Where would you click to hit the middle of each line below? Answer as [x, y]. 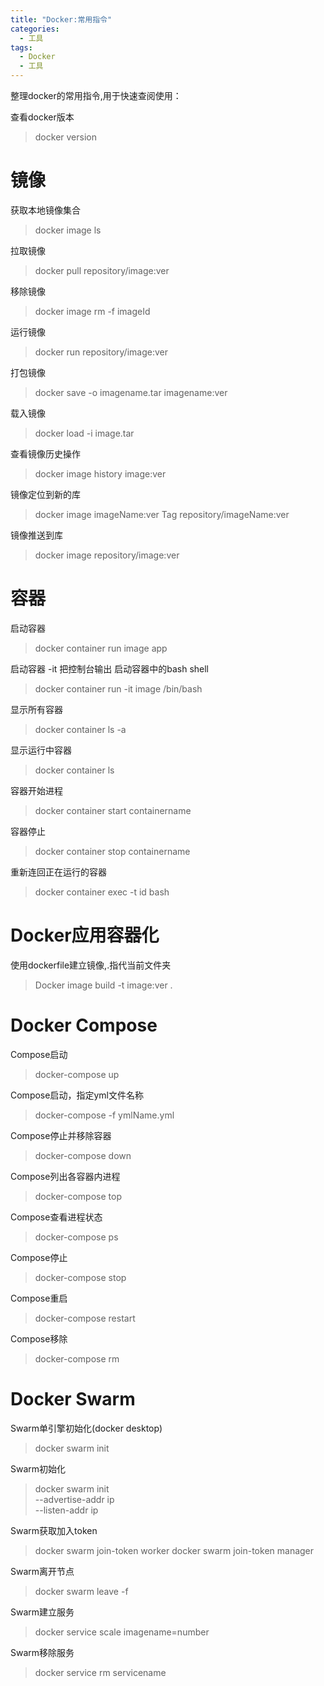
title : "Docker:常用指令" [61, 19]
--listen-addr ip [66, 1510]
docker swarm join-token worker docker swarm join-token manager [174, 1550]
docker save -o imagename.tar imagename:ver [131, 392]
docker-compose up [77, 1074]
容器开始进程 [36, 790]
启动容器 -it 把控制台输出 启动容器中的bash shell [110, 668]
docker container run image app [101, 648]
